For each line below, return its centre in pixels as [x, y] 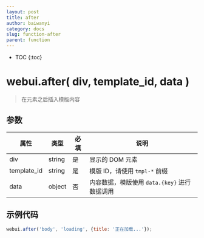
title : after [23, 18]
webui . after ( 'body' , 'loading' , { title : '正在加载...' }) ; [80, 229]
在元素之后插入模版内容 [50, 99]
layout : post [23, 12]
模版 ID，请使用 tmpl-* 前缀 [129, 171]
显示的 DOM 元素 [114, 159]
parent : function [28, 40]
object [57, 187]
